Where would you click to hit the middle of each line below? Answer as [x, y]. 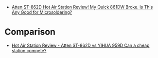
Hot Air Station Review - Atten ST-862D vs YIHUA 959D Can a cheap [80, 45]
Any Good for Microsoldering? [42, 12]
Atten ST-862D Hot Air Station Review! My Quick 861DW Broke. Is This [82, 7]
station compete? [29, 50]
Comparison [30, 32]
